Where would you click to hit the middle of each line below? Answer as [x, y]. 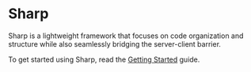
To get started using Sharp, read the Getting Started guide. [104, 59]
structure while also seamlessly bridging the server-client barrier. [115, 44]
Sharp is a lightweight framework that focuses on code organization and [126, 36]
